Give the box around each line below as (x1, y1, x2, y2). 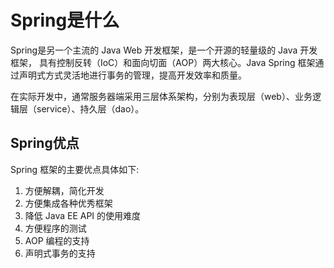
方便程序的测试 (24, 222, 87, 234)
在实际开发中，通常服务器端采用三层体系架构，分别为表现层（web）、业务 (10, 90, 313, 102)
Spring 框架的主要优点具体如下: (10, 163, 140, 175)
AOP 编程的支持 (24, 234, 90, 246)
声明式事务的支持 (24, 247, 96, 259)
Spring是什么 (10, 9, 120, 32)
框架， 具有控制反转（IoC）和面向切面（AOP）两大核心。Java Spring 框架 (10, 56, 316, 68)
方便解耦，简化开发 (24, 184, 105, 196)
